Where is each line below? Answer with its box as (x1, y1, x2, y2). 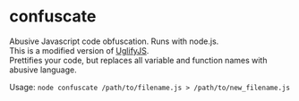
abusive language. (9, 64, 78, 75)
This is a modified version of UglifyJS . (9, 45, 149, 55)
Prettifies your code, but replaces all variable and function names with (9, 55, 268, 65)
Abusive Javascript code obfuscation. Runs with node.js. (9, 36, 219, 46)
